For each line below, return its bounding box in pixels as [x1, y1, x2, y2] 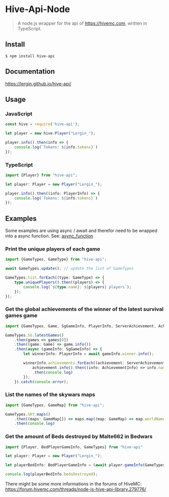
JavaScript [5, 110, 33, 117]
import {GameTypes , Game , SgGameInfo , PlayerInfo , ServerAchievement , [5, 324, 156, 329]
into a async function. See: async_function [5, 233, 94, 239]
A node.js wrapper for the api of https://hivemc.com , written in [17, 20, 147, 26]
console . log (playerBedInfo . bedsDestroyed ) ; [5, 472, 98, 477]
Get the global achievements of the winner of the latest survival [5, 306, 164, 313]
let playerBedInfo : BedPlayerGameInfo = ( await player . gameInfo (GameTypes [5, 463, 165, 468]
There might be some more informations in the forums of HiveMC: [5, 481, 142, 487]
